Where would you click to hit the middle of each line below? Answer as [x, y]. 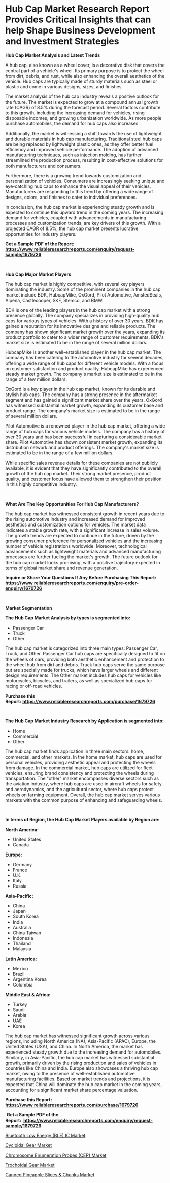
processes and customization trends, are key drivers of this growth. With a [83, 223]
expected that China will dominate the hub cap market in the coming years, [84, 1084]
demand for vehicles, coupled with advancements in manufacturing [76, 218]
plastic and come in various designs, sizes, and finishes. [64, 86]
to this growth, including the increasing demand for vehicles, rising [75, 113]
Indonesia [23, 938]
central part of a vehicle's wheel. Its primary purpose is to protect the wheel [84, 70]
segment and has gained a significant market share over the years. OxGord [84, 400]
